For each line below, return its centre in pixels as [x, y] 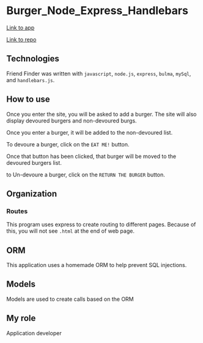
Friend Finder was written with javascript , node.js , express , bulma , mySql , [99, 73]
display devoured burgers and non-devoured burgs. [72, 121]
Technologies [33, 59]
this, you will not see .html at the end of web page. [70, 231]
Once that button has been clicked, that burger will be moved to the [91, 156]
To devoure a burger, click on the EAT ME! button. [68, 144]
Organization [31, 194]
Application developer [34, 333]
